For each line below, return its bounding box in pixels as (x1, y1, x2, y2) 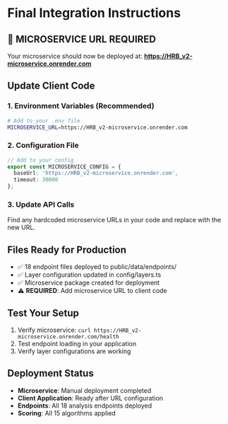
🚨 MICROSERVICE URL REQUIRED (7, 33, 157, 45)
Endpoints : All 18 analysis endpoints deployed (17, 401, 152, 410)
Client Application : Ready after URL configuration (17, 394, 164, 402)
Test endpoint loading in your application (17, 340, 136, 348)
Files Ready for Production (7, 243, 127, 256)
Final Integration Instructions (7, 5, 181, 21)
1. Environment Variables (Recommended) (7, 101, 155, 111)
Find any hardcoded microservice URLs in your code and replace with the (7, 216, 222, 224)
